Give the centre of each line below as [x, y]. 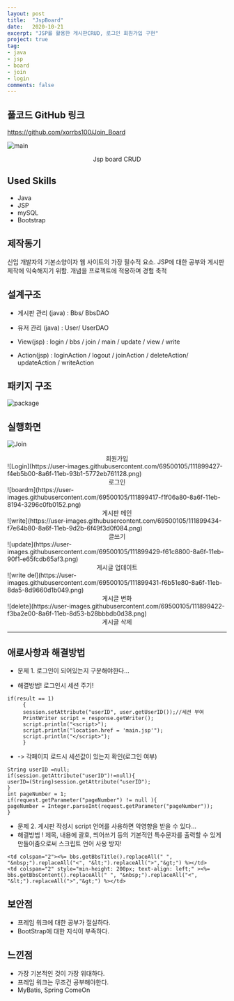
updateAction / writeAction [56, 362]
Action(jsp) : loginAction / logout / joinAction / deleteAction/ [103, 355]
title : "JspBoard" [36, 20]
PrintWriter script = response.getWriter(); [88, 718]
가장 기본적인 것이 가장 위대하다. [61, 973]
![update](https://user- [39, 544]
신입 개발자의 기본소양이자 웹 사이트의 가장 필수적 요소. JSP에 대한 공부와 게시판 [116, 261]
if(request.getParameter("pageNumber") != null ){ [82, 800]
